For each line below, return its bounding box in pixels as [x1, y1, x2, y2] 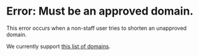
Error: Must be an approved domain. [6, 4, 194, 18]
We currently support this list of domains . [6, 43, 111, 50]
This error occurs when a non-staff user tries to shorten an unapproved [6, 24, 187, 32]
